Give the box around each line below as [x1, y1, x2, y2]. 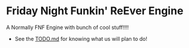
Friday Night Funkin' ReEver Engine [6, 4, 184, 18]
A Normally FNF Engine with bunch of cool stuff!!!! [6, 24, 129, 31]
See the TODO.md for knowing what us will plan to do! [14, 35, 147, 42]
